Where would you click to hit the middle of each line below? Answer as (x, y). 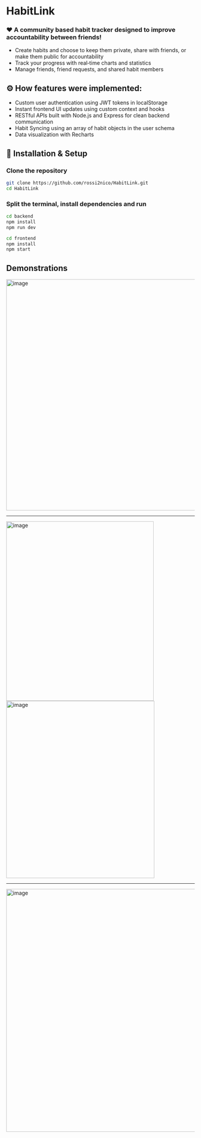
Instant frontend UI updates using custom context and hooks (89, 109)
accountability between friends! (54, 37)
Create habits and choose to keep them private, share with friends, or (100, 50)
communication (34, 122)
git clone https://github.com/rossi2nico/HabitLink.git (77, 183)
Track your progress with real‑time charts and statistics (83, 63)
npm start (19, 249)
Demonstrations (37, 268)
